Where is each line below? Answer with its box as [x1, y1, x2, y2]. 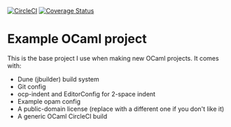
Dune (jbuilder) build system [17, 75, 99, 83]
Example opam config [17, 97, 81, 105]
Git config [17, 82, 46, 91]
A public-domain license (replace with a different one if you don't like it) [17, 105, 225, 113]
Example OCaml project [7, 31, 147, 47]
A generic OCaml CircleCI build [17, 112, 108, 120]
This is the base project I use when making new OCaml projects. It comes [7, 54, 219, 62]
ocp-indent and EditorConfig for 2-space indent [17, 89, 156, 98]
